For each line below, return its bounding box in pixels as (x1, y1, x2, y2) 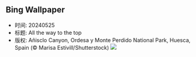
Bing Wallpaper (5, 5, 65, 15)
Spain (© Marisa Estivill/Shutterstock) (14, 44, 110, 51)
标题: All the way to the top (14, 29, 82, 36)
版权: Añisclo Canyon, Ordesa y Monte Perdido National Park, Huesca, (14, 36, 191, 44)
